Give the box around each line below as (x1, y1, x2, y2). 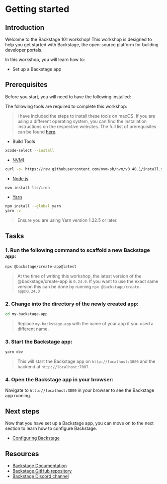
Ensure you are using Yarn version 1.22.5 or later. (17, 217, 118, 223)
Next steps (5, 407, 40, 415)
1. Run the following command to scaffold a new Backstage (5, 247, 150, 254)
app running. (5, 393, 31, 399)
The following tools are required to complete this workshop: (5, 103, 128, 109)
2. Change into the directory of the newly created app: (5, 300, 139, 307)
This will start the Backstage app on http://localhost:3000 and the (17, 358, 156, 364)
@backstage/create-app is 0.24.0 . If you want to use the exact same (17, 278, 159, 284)
